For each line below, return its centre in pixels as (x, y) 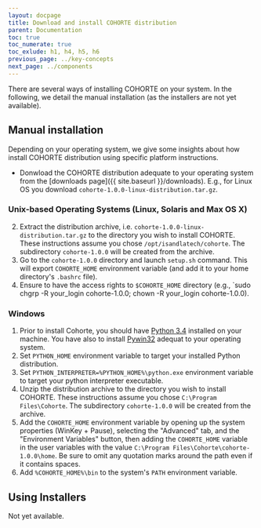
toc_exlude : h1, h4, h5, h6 (54, 52)
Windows (27, 313)
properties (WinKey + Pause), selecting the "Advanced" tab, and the (129, 431)
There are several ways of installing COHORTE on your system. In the (120, 89)
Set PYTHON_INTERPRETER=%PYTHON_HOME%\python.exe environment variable (136, 373)
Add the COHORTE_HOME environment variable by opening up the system (132, 422)
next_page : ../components (50, 67)
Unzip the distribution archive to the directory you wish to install (123, 389)
